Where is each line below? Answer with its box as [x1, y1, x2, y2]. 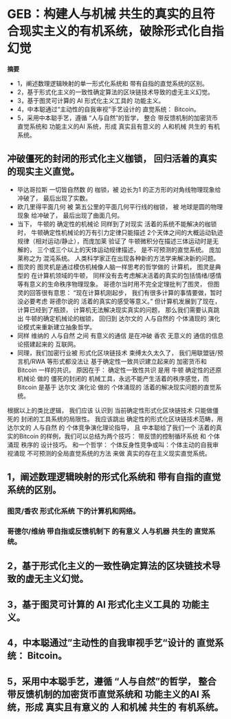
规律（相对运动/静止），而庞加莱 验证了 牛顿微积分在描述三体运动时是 [16, 236, 213, 245]
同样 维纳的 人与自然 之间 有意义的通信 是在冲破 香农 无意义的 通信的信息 [16, 331, 224, 340]
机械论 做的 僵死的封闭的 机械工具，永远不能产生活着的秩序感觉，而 [16, 374, 210, 382]
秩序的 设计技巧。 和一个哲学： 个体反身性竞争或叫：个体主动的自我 [20, 441, 213, 449]
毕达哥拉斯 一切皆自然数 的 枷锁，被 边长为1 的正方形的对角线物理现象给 [16, 185, 221, 193]
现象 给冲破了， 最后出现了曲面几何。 [16, 211, 124, 219]
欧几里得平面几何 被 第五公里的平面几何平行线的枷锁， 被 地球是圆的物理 [16, 202, 223, 210]
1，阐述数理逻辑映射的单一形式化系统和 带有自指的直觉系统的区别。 [16, 79, 208, 87]
